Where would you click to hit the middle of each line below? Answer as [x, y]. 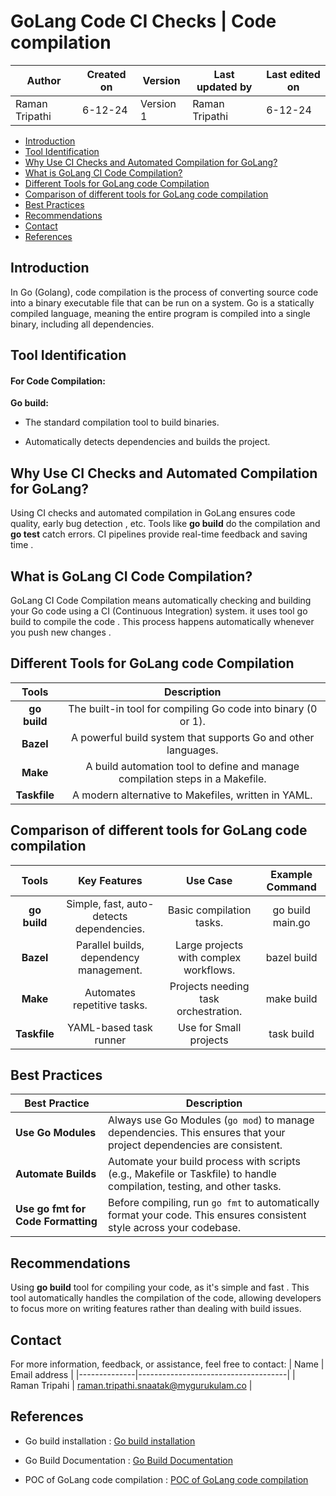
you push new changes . [61, 632]
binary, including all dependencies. [82, 324]
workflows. [209, 970]
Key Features [110, 880]
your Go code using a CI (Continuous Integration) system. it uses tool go [159, 611]
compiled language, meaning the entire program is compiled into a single [160, 313]
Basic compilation [209, 910]
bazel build [291, 957]
